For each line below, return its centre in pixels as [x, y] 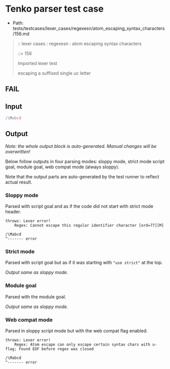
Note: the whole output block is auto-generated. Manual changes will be [81, 146]
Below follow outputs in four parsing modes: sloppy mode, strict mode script [85, 161]
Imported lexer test [37, 63]
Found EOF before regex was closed [56, 349]
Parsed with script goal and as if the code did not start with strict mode [79, 206]
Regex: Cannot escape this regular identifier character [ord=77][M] [89, 226]
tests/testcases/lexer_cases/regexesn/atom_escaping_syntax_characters [89, 28]
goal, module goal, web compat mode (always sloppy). [62, 167]
